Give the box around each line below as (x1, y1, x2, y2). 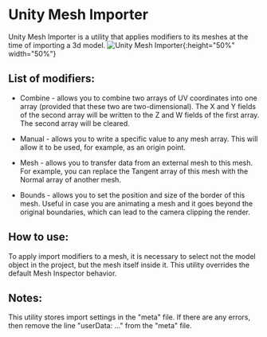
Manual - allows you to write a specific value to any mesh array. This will (19, 134, 258, 143)
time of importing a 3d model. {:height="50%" (8, 40, 235, 49)
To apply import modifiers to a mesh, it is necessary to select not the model (8, 251, 257, 261)
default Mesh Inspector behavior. (8, 268, 117, 278)
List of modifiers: (8, 72, 96, 85)
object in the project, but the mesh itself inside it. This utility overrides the (8, 260, 249, 269)
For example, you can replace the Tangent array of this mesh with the (19, 166, 249, 176)
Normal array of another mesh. (19, 174, 122, 184)
